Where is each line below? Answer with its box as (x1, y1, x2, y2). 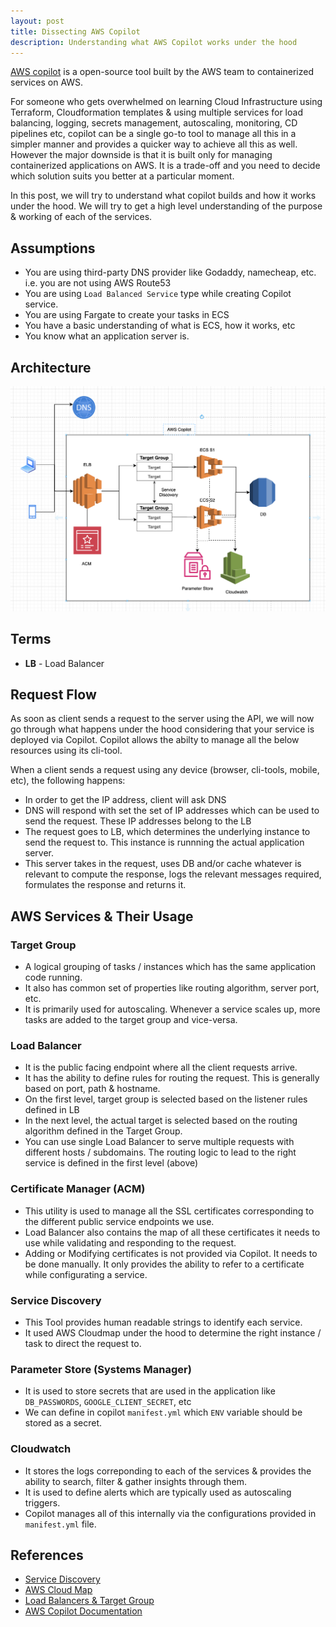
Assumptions (10, 240, 96, 257)
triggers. (24, 1496, 61, 1509)
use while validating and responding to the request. (24, 1236, 237, 1249)
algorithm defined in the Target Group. (24, 1125, 183, 1137)
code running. (24, 971, 83, 984)
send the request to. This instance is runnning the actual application (24, 836, 305, 849)
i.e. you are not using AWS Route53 (24, 277, 172, 289)
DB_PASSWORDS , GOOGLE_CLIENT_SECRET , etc (24, 1396, 192, 1408)
